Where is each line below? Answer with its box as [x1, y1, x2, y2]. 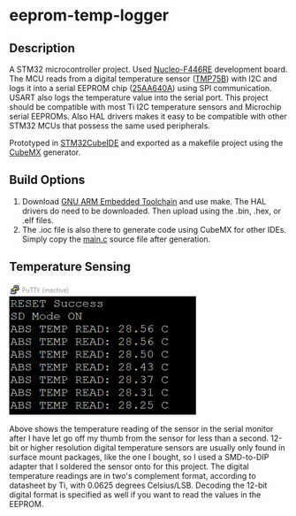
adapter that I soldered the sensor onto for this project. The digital [9, 461, 249, 472]
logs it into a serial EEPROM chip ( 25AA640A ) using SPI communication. [9, 83, 272, 93]
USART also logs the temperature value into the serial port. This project [9, 92, 269, 103]
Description [9, 41, 75, 56]
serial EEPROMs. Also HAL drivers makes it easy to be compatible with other [9, 112, 287, 121]
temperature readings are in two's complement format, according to [9, 470, 256, 481]
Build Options [9, 173, 86, 188]
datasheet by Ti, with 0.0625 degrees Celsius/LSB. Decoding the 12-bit [9, 480, 268, 490]
